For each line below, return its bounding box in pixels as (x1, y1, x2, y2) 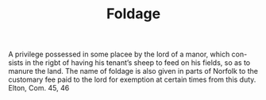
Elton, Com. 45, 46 (8, 83, 70, 93)
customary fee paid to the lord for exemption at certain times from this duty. (8, 75, 256, 84)
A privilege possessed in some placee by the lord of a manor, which (8, 49, 230, 60)
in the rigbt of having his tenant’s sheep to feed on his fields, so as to (25, 58, 251, 67)
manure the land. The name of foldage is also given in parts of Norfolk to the (8, 67, 258, 76)
